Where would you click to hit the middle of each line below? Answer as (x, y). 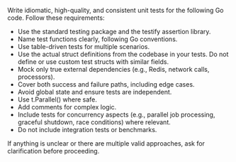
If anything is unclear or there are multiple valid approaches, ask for (106, 144)
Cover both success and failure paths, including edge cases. (106, 84)
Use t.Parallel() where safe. (57, 99)
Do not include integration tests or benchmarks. (87, 130)
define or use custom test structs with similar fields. (93, 62)
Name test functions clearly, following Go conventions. (97, 39)
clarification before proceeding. (54, 151)
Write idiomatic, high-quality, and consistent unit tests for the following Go (116, 10)
